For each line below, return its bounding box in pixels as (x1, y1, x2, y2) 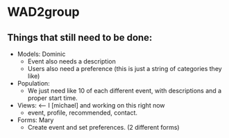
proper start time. (27, 94, 78, 102)
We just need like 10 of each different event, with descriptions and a (27, 87, 222, 95)
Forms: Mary (17, 116, 54, 124)
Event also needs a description (27, 57, 116, 66)
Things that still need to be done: (7, 32, 153, 43)
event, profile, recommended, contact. (27, 108, 137, 117)
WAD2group (7, 4, 80, 20)
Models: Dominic (17, 50, 66, 58)
